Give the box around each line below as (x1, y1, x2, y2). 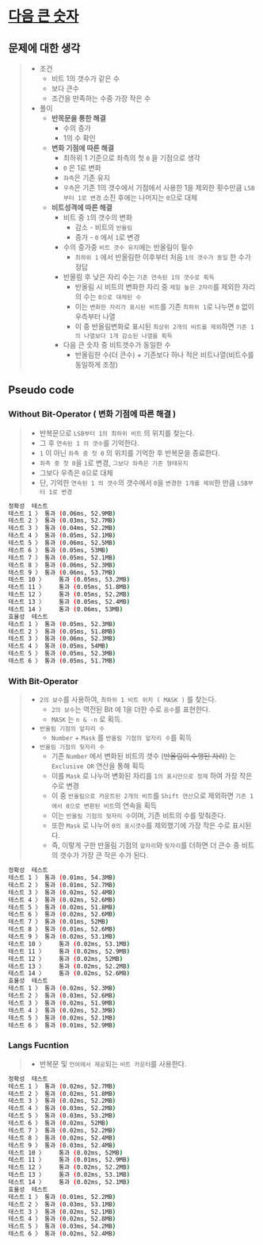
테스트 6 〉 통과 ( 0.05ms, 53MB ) (8, 546, 109, 554)
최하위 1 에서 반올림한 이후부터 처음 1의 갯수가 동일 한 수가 (74, 252, 252, 262)
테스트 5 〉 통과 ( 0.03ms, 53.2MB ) (8, 1112, 116, 1120)
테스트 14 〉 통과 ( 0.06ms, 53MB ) (8, 605, 124, 613)
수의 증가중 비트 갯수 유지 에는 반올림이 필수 (63, 243, 194, 252)
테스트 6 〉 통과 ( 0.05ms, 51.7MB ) (8, 657, 116, 665)
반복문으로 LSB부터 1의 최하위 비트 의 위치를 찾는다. (39, 428, 195, 437)
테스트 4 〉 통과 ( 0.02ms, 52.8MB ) (8, 1215, 116, 1223)
